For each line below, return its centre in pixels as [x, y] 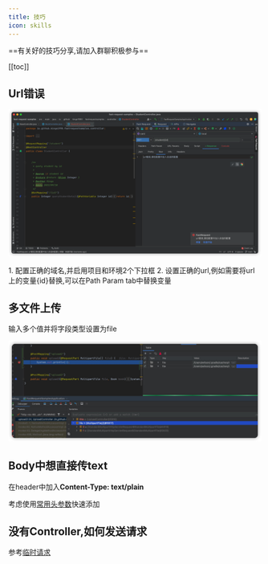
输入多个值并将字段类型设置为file [63, 329]
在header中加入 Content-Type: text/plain [76, 487]
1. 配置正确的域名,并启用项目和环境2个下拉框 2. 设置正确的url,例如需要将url [132, 270]
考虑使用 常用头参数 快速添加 [54, 504]
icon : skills [30, 25]
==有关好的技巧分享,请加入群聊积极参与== [79, 50]
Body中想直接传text [58, 466]
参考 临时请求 [29, 552]
